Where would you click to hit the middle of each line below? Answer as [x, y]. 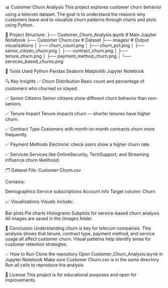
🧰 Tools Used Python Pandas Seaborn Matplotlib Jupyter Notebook [75, 71]
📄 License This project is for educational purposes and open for [71, 275]
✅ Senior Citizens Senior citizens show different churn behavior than [76, 98]
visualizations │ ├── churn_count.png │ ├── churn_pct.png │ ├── [75, 45]
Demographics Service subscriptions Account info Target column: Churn [80, 191]
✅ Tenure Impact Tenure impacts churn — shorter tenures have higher [78, 114]
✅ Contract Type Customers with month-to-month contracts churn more [80, 129]
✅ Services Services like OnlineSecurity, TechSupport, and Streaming [77, 154]
